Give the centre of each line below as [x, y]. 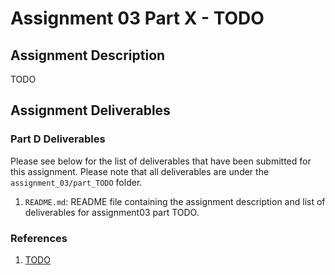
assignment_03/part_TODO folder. [76, 182]
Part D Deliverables [58, 139]
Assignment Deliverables [90, 110]
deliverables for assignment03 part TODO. [112, 212]
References [39, 238]
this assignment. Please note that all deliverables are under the [140, 171]
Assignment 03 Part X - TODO [137, 18]
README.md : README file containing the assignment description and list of [175, 201]
